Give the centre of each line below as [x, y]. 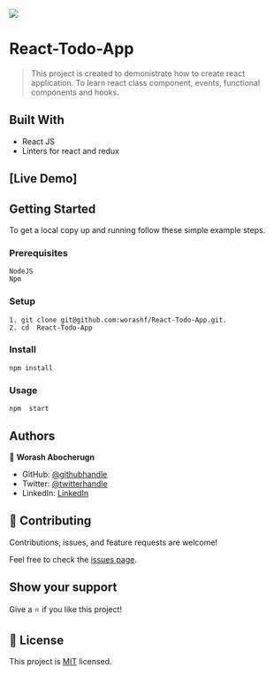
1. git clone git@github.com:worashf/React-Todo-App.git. [118, 320]
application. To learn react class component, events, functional [145, 82]
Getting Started [53, 209]
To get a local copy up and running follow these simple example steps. [137, 229]
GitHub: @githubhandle [65, 474]
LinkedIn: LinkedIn [55, 493]
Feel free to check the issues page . [73, 559]
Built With [37, 120]
